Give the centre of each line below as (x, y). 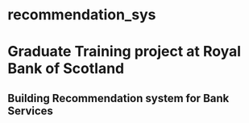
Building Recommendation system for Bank (118, 98)
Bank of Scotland (66, 69)
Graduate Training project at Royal (124, 52)
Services (31, 111)
